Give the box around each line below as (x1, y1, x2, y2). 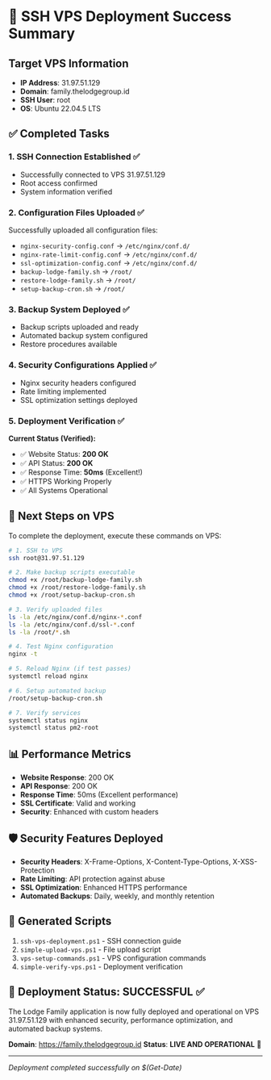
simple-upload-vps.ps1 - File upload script (19, 944, 161, 954)
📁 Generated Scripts (8, 915, 112, 928)
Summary (8, 24, 75, 43)
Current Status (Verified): (8, 433, 96, 443)
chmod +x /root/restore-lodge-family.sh (8, 584, 147, 592)
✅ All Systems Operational (19, 485, 108, 495)
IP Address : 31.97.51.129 (19, 78, 101, 87)
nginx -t (8, 650, 38, 659)
